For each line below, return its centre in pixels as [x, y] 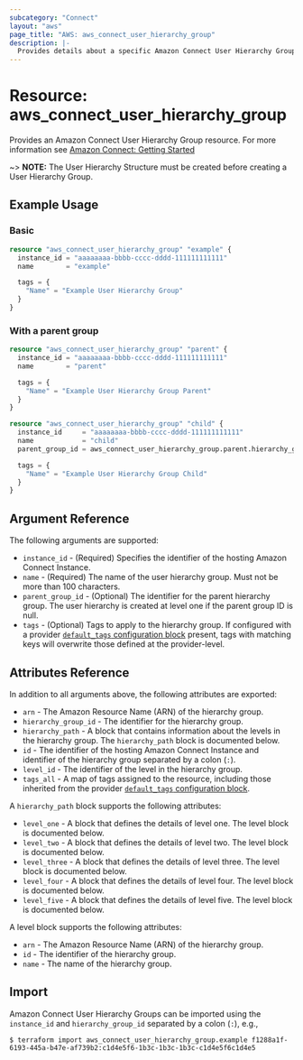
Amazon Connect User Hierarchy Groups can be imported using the [135, 1014]
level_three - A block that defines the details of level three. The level [151, 862]
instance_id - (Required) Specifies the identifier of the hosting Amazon [154, 558]
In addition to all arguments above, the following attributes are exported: [143, 694]
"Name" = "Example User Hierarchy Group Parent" [119, 391]
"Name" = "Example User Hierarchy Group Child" [116, 474]
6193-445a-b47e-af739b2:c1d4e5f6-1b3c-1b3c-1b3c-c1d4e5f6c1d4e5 [133, 1047]
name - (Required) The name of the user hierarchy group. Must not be [150, 577]
